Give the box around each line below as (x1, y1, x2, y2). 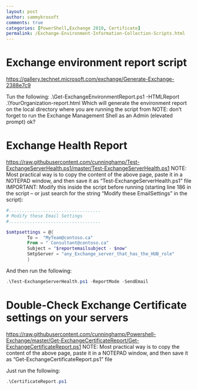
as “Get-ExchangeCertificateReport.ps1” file (6, 355, 113, 363)
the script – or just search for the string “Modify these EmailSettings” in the (6, 190, 188, 196)
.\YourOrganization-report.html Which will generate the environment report (6, 100, 187, 107)
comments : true (6, 19, 44, 25)
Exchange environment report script (6, 56, 187, 70)
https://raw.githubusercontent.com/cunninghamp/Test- (6, 159, 140, 165)
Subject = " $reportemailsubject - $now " (27, 245, 128, 251)
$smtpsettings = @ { (6, 229, 54, 235)
